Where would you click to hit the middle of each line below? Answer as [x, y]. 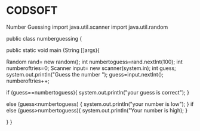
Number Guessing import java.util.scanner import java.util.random [87, 27]
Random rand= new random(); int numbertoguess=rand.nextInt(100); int [95, 62]
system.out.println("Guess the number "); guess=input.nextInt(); [85, 74]
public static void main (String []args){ [53, 50]
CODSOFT [32, 10]
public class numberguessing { [44, 38]
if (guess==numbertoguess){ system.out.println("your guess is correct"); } [98, 92]
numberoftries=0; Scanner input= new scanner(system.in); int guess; [91, 68]
